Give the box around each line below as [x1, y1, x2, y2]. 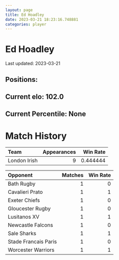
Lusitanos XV [8, 213, 40, 220]
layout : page [5, 7, 33, 13]
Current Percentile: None [5, 110, 86, 119]
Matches [62, 171, 84, 179]
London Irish [8, 157, 38, 164]
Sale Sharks [8, 230, 37, 237]
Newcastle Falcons [8, 222, 53, 229]
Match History [5, 130, 67, 141]
